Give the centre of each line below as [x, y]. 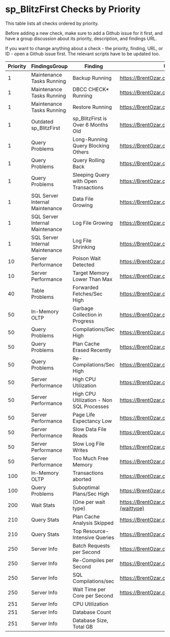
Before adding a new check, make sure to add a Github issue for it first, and [84, 33]
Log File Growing [93, 223]
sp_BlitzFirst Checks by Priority [73, 9]
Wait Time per [89, 589]
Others [81, 152]
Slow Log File [89, 444]
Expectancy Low [92, 421]
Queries [105, 537]
